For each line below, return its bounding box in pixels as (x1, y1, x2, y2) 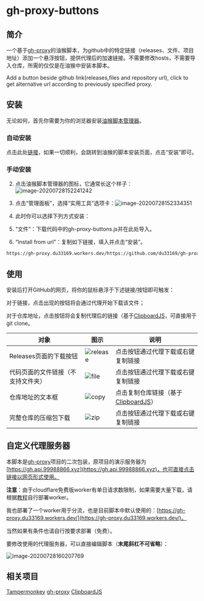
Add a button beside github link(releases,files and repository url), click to (6, 74, 189, 81)
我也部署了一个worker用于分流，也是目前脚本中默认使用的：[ (6, 506, 159, 514)
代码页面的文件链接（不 (9, 368, 77, 377)
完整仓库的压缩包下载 (9, 414, 71, 422)
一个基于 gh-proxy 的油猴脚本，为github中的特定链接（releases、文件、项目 (6, 47, 194, 54)
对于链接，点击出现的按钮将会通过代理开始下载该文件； (6, 299, 144, 307)
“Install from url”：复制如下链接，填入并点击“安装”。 (15, 238, 146, 246)
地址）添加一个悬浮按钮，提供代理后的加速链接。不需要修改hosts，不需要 (6, 54, 190, 61)
